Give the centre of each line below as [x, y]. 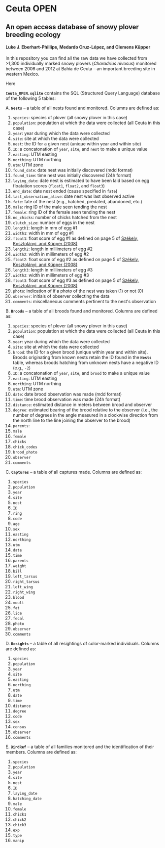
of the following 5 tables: [31, 98]
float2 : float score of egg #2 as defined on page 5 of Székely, [76, 259]
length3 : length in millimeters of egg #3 [53, 269]
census [19, 727]
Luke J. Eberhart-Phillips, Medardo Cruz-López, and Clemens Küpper [78, 47]
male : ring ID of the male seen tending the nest [60, 207]
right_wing [24, 592]
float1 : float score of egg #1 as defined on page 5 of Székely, [75, 238]
